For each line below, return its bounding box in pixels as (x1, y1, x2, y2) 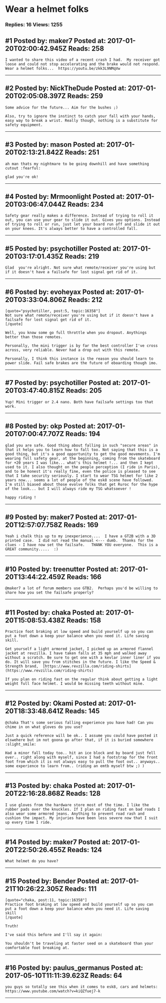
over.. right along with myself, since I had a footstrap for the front (5, 755, 158, 760)
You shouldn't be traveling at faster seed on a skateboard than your (5, 941, 154, 946)
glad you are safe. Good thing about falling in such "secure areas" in (5, 443, 158, 448)
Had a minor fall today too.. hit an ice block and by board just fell (5, 750, 156, 755)
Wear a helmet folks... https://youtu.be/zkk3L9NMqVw (5, 66, 121, 71)
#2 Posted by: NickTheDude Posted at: (5, 84, 127, 93)
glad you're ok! (5, 174, 39, 179)
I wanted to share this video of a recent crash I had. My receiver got (5, 57, 161, 62)
